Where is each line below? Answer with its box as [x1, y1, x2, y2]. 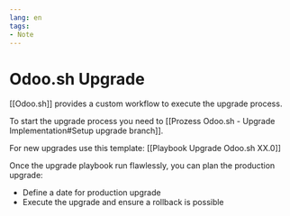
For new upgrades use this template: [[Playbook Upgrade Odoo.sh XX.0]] [9, 143, 282, 154]
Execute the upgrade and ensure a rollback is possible [22, 197, 224, 208]
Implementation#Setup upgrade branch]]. [9, 125, 164, 136]
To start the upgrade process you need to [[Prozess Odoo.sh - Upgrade [9, 116, 276, 127]
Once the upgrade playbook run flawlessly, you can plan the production [9, 160, 276, 171]
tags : [9, 22, 30, 31]
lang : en [9, 13, 42, 22]
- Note [9, 30, 34, 39]
